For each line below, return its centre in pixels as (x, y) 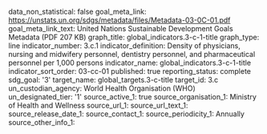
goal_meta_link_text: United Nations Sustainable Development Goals (121, 28)
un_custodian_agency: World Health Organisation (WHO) (102, 88)
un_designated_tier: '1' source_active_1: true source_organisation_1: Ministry (132, 97)
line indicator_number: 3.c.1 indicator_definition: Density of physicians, (124, 46)
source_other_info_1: (42, 122)
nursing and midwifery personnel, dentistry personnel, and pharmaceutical (132, 54)
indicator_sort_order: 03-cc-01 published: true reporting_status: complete (129, 71)
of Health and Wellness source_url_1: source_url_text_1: (98, 105)
